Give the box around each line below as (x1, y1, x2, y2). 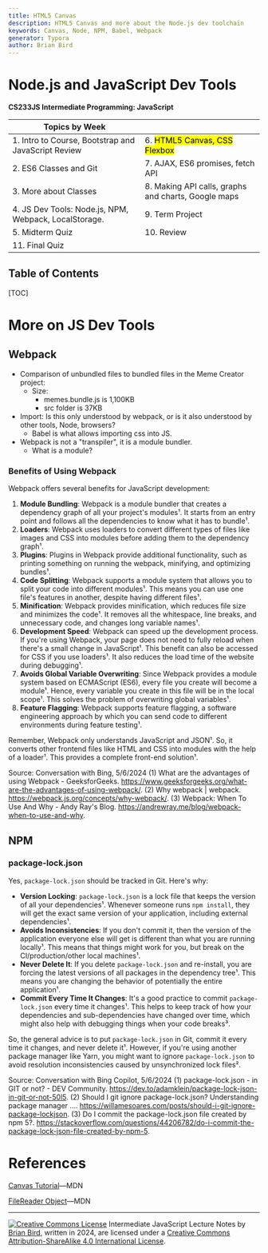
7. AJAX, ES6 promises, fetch (144, 158, 255, 169)
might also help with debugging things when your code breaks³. (19, 1019, 231, 1028)
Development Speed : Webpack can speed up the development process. (19, 627, 258, 636)
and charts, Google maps (144, 191, 239, 202)
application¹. (19, 984, 61, 994)
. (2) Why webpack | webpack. (140, 785, 242, 795)
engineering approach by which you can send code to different (19, 712, 227, 721)
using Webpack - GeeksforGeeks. (8, 776, 120, 786)
